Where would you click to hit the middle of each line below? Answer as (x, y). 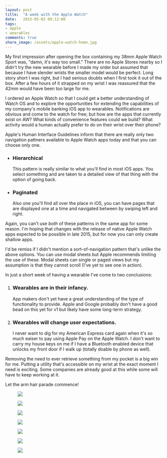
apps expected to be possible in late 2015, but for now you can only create (82, 234)
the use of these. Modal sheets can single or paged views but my (72, 260)
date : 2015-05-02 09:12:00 (35, 19)
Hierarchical (28, 158)
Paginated (25, 192)
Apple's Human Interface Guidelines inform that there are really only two (80, 134)
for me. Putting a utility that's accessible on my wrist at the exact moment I (82, 364)
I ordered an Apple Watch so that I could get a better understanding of (77, 98)
